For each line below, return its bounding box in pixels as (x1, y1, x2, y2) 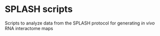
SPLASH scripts (5, 3, 73, 15)
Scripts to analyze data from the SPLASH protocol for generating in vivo (5, 20, 155, 26)
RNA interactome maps (5, 25, 53, 31)
